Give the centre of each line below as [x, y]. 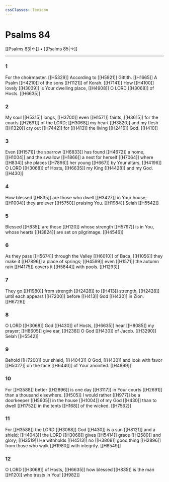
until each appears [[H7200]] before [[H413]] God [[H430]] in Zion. [75, 296]
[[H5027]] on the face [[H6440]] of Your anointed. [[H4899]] [68, 366]
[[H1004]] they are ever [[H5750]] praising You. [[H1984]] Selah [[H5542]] [82, 203]
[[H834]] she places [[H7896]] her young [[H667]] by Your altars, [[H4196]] [83, 163]
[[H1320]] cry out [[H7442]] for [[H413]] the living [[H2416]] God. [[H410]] [82, 128]
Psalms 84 [28, 34]
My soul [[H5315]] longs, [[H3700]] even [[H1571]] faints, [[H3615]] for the [82, 117]
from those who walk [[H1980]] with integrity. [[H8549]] [63, 445]
